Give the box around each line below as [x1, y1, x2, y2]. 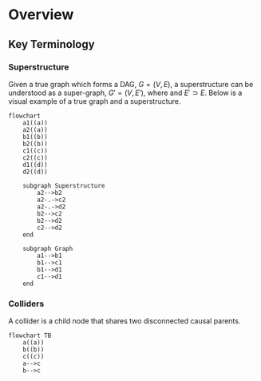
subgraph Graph [22, 244, 73, 252]
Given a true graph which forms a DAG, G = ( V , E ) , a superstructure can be [8, 79, 254, 89]
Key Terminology [8, 38, 95, 51]
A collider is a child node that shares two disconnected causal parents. [8, 316, 241, 326]
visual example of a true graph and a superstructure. [8, 96, 181, 105]
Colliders [8, 298, 45, 309]
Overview [8, 6, 74, 24]
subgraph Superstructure [22, 181, 105, 189]
